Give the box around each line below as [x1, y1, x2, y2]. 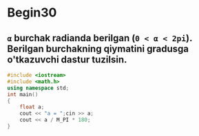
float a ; [19, 104, 45, 111]
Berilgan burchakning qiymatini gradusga [7, 43, 189, 54]
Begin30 [7, 5, 57, 21]
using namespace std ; [7, 84, 70, 91]
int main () [7, 91, 39, 98]
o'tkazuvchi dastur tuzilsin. [7, 54, 127, 65]
